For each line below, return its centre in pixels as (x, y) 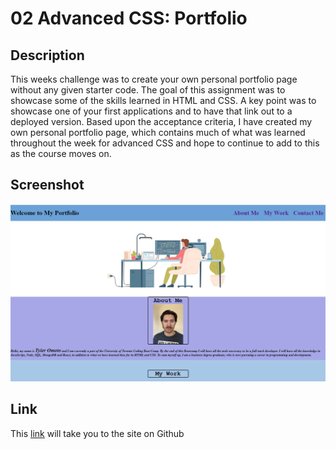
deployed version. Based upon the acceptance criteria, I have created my (161, 121)
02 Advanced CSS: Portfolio (129, 18)
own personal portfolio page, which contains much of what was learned (158, 132)
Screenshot (47, 185)
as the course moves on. (61, 153)
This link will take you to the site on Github (97, 433)
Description (47, 55)
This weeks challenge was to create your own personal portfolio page (154, 79)
